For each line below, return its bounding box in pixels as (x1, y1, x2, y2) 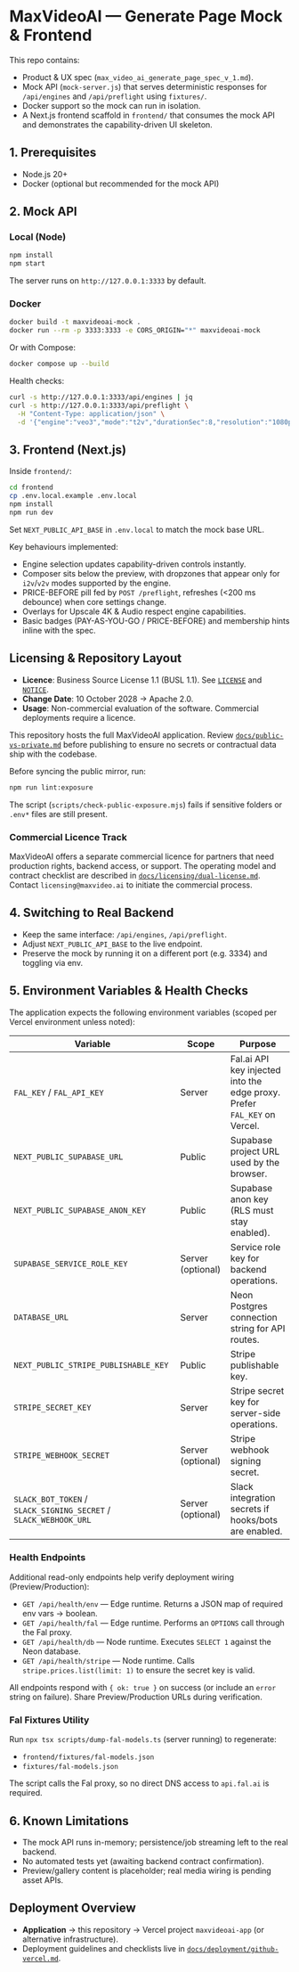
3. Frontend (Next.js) (9, 443, 127, 457)
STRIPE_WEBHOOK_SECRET (13, 1450, 109, 1461)
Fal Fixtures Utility (9, 1714, 90, 1726)
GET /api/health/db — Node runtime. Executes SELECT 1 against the (21, 1636, 271, 1647)
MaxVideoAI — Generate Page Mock (9, 6, 283, 27)
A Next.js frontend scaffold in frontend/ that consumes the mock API (21, 110, 276, 120)
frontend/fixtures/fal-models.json (21, 1753, 155, 1762)
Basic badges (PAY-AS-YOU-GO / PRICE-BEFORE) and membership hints (21, 615, 290, 626)
